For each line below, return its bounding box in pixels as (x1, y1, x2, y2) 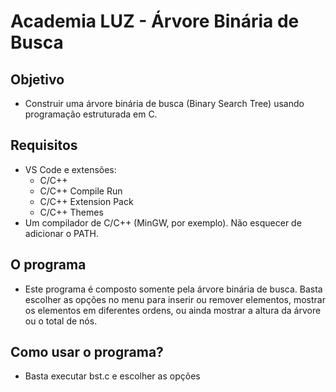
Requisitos (10, 137, 78, 154)
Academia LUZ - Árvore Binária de (10, 10, 300, 33)
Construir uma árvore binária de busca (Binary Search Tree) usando (24, 98, 305, 109)
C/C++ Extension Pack (39, 195, 134, 207)
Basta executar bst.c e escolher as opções (24, 370, 201, 382)
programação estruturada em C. (24, 108, 158, 120)
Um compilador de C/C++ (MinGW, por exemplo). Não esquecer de (24, 216, 302, 229)
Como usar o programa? (10, 344, 164, 361)
